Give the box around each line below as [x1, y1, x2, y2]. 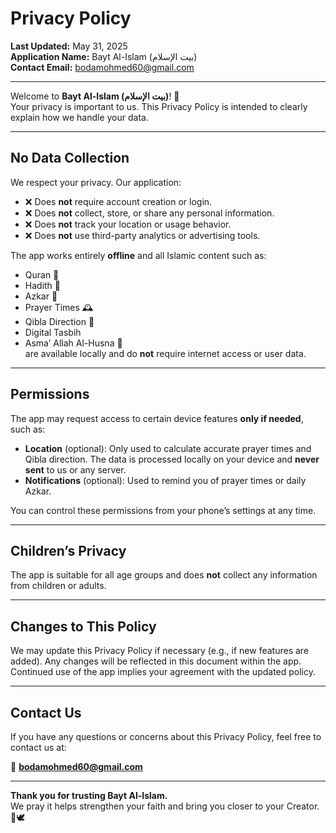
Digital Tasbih [24, 326, 82, 338]
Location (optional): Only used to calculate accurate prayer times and [24, 442, 312, 454]
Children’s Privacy [10, 542, 127, 559]
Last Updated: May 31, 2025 [10, 40, 128, 52]
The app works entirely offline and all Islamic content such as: [10, 249, 267, 261]
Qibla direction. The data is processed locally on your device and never [24, 453, 320, 465]
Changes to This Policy [10, 618, 157, 635]
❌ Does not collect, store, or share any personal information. [24, 207, 275, 219]
